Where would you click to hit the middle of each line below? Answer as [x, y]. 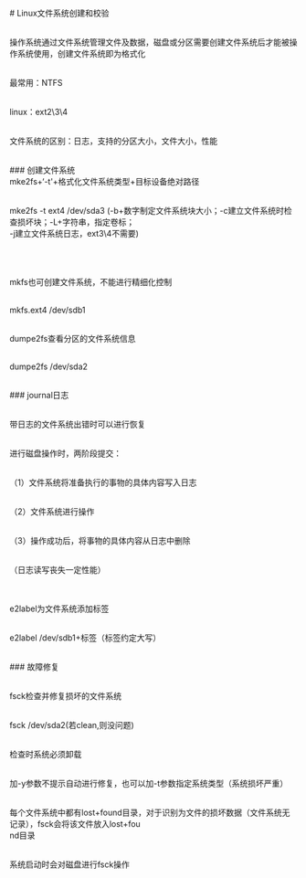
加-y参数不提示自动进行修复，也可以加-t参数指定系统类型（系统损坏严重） [149, 783]
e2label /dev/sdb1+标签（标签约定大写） [85, 638]
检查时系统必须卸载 [46, 754]
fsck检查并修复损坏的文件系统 [65, 696]
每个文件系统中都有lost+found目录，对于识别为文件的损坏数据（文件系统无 [150, 812]
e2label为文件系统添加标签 [59, 608]
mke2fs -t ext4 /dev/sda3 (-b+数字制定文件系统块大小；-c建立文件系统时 [147, 211]
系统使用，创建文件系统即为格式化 [81, 53]
